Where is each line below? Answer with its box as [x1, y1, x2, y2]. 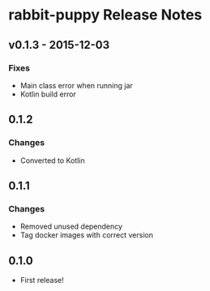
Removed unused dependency [19, 221, 123, 232]
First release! [19, 276, 64, 285]
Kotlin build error [19, 89, 77, 99]
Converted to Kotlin [19, 156, 85, 165]
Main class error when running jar [19, 80, 134, 90]
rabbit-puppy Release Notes [8, 6, 203, 24]
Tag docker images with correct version [19, 230, 154, 240]
